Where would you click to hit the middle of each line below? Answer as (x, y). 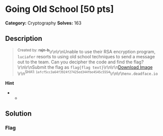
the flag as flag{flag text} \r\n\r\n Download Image (100, 67)
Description (24, 39)
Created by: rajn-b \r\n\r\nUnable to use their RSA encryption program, (86, 51)
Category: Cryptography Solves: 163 (43, 23)
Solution (18, 114)
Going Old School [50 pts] (60, 9)
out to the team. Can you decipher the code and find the (75, 62)
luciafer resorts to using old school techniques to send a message (86, 57)
